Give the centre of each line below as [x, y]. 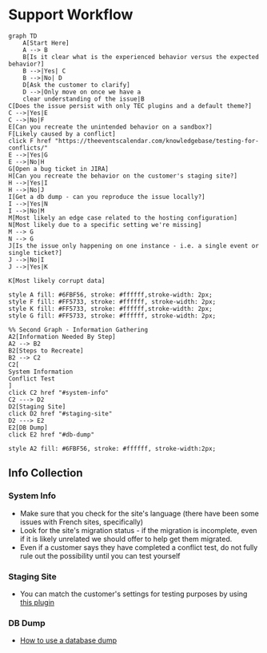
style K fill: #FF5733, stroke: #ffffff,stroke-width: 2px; [111, 309]
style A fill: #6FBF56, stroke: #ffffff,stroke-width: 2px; [111, 295]
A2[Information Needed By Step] [62, 336]
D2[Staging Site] [37, 406]
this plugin [37, 602]
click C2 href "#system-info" [59, 392]
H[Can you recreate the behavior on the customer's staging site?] [123, 176]
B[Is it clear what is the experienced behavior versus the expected [141, 57]
